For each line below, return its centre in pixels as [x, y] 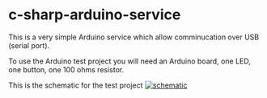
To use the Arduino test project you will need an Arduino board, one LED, [129, 61]
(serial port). [29, 45]
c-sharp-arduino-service [95, 15]
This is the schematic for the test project [76, 85]
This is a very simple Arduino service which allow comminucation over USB [134, 37]
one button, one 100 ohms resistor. [66, 69]
